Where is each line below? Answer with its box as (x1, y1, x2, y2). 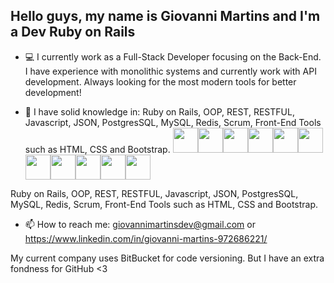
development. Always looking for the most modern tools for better (24, 75, 297, 88)
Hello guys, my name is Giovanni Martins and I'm (10, 8, 321, 25)
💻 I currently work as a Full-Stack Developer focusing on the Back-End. (24, 50, 322, 63)
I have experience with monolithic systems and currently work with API (24, 65, 317, 77)
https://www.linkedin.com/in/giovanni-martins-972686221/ (24, 232, 268, 244)
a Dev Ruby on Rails (10, 24, 136, 41)
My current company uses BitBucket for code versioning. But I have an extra (10, 252, 325, 264)
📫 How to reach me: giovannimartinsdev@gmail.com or (24, 218, 256, 230)
